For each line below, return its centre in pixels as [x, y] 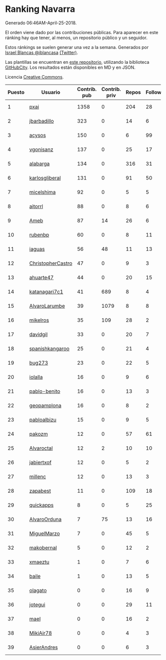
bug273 [39, 363]
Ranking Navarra [40, 9]
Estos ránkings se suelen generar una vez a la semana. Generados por [77, 47]
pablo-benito [45, 391]
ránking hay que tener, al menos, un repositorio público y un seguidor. [76, 38]
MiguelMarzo [45, 533]
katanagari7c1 [46, 291]
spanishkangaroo [49, 348]
